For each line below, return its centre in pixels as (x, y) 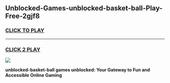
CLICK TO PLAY (25, 31)
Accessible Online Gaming (34, 75)
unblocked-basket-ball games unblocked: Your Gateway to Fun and (78, 69)
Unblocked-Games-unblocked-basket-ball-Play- (84, 8)
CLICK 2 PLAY (23, 49)
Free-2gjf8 (23, 16)
